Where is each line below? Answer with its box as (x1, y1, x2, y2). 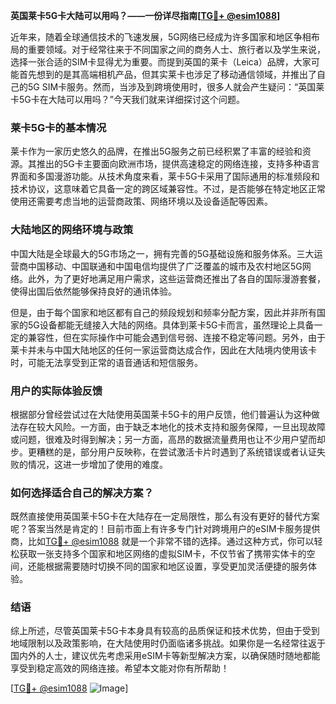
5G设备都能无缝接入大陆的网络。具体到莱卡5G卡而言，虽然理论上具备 (27, 319, 315, 331)
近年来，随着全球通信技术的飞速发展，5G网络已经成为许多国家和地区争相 (10, 31, 312, 43)
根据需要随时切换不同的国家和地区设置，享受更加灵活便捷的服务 (44, 560, 308, 573)
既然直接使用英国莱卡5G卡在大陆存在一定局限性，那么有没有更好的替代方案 (10, 510, 320, 523)
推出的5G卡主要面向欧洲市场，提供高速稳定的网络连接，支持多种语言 (36, 158, 320, 170)
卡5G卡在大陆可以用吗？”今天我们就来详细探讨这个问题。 (10, 94, 245, 105)
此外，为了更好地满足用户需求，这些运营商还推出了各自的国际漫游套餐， (27, 272, 326, 284)
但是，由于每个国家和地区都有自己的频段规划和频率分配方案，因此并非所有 (10, 306, 317, 318)
